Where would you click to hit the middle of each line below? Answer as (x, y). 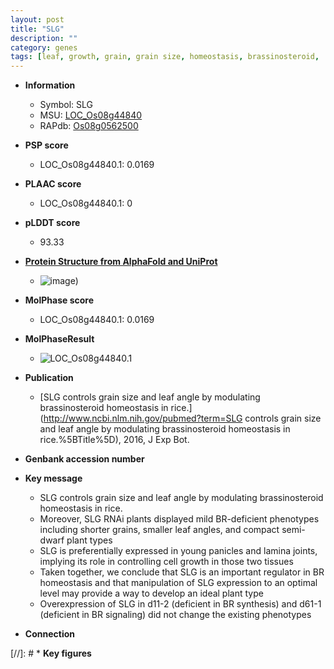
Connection (49, 634)
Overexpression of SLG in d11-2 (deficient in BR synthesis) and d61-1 (180, 604)
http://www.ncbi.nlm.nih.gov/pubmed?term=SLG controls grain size (182, 418)
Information (50, 85)
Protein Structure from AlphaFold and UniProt (121, 262)
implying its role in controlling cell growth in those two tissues (166, 562)
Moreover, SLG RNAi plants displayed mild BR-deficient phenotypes (179, 519)
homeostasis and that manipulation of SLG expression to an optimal (178, 583)
